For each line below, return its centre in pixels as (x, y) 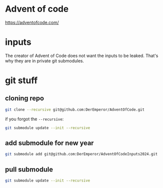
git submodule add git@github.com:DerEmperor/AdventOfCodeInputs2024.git (81, 154)
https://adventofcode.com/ (32, 22)
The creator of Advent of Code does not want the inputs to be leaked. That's (82, 56)
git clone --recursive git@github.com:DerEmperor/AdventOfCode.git (75, 110)
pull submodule (29, 169)
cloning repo (25, 98)
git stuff (21, 81)
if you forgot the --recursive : (35, 119)
